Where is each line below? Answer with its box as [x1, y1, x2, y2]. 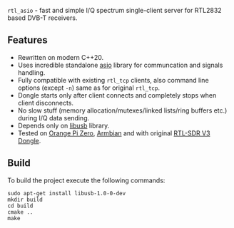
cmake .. [7, 208, 34, 216]
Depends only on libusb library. [17, 121, 110, 130]
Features [7, 34, 48, 46]
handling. [17, 68, 46, 77]
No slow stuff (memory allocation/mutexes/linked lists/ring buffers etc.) [17, 106, 228, 115]
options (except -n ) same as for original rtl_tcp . [17, 83, 161, 92]
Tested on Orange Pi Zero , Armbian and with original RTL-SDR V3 [17, 128, 210, 138]
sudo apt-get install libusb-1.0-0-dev [7, 190, 126, 197]
